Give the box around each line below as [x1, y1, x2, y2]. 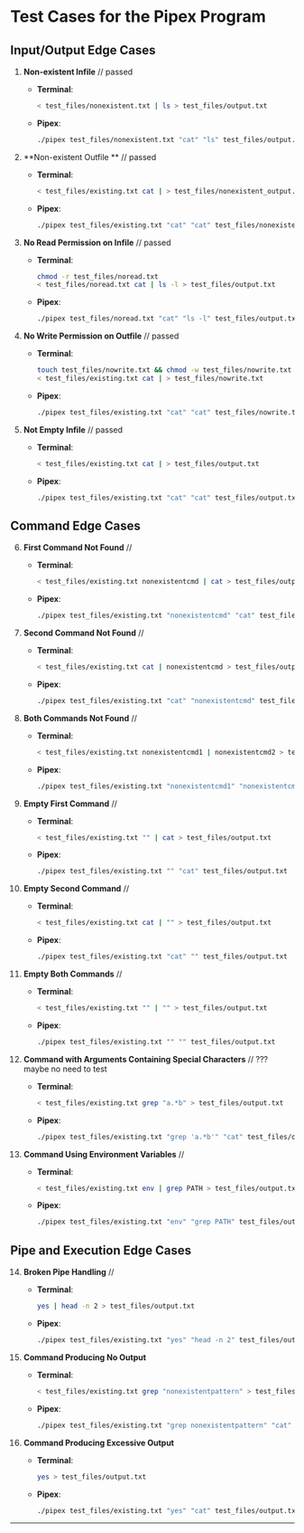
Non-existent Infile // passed [23, 66, 134, 77]
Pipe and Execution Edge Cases [10, 1243, 192, 1258]
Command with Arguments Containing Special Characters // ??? [23, 1053, 269, 1064]
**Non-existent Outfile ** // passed [23, 151, 157, 162]
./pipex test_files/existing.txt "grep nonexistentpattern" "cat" [36, 1421, 292, 1430]
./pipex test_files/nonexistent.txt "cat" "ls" [36, 135, 219, 144]
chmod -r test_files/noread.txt [36, 271, 159, 281]
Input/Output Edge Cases [10, 43, 156, 58]
